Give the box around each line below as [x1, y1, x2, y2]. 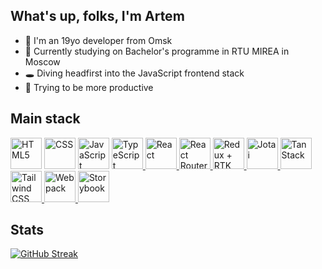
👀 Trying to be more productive [24, 81, 154, 93]
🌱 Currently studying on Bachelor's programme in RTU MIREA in [24, 45, 290, 57]
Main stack [10, 110, 81, 128]
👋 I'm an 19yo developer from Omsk [24, 34, 173, 46]
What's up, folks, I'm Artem [10, 8, 185, 25]
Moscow [24, 55, 61, 68]
